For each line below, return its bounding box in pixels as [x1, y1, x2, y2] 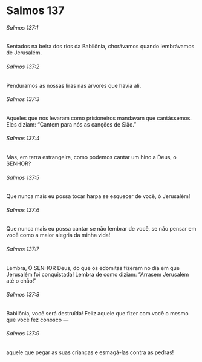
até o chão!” [6, 277, 37, 285]
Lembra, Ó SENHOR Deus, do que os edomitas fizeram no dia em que [6, 264, 180, 271]
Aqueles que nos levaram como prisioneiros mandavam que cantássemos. [6, 114, 192, 122]
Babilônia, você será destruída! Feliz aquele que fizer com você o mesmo [6, 309, 189, 317]
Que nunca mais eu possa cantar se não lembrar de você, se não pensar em [6, 225, 197, 232]
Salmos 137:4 [6, 134, 40, 142]
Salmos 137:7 [6, 246, 39, 252]
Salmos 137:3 [6, 96, 40, 103]
